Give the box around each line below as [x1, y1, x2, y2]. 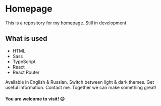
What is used [5, 34, 47, 43]
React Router [12, 69, 40, 75]
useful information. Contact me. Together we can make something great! [5, 84, 156, 90]
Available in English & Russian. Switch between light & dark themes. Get [5, 79, 154, 85]
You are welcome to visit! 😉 [5, 96, 65, 102]
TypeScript [12, 59, 36, 65]
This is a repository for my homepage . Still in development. [5, 20, 128, 26]
